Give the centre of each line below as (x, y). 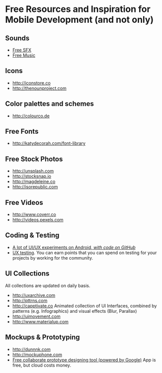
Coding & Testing (32, 235)
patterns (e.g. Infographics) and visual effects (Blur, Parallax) (75, 311)
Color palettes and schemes (50, 104)
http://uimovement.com (36, 316)
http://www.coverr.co (34, 214)
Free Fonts (22, 132)
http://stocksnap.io (32, 176)
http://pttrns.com (30, 300)
